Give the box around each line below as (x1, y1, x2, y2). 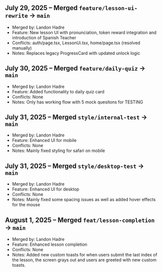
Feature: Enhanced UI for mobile (12, 137, 77, 143)
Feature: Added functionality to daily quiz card (12, 88, 105, 94)
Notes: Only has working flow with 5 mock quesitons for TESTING (12, 99, 144, 105)
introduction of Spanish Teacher (12, 34, 76, 40)
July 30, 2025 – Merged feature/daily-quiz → (5, 64, 146, 72)
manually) (12, 45, 32, 51)
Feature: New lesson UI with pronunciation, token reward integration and (12, 29, 157, 35)
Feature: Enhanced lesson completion (12, 241, 88, 247)
